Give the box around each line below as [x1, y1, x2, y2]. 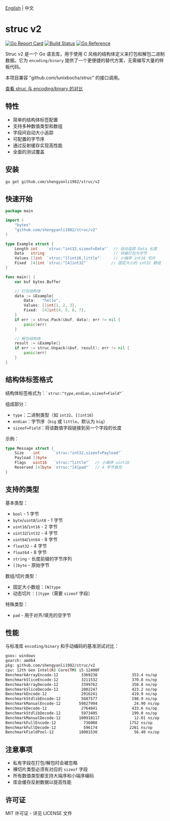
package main [5, 208, 33, 214]
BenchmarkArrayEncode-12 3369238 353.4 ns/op [5, 672, 158, 677]
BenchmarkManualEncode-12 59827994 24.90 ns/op [5, 701, 160, 707]
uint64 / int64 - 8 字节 [12, 536, 58, 542]
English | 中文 [5, 5, 34, 11]
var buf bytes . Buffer [14, 279, 61, 284]
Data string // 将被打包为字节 [14, 251, 147, 256]
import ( [5, 218, 24, 223]
